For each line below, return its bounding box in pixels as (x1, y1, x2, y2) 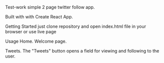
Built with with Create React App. (5, 14, 73, 19)
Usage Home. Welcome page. (5, 38, 67, 44)
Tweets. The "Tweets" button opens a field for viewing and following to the (5, 48, 159, 54)
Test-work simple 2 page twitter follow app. (5, 4, 95, 10)
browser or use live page (5, 29, 56, 34)
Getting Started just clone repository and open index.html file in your (5, 23, 146, 29)
